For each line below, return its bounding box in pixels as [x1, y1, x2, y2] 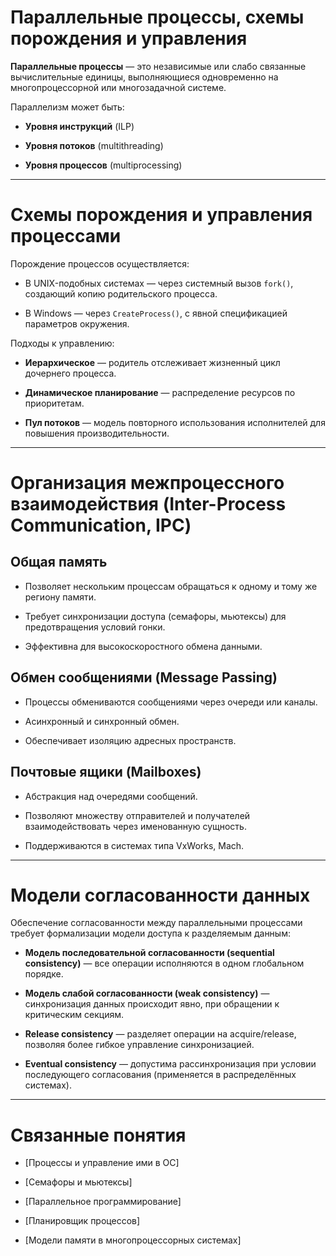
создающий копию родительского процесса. [24, 287, 218, 300]
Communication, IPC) [10, 514, 192, 537]
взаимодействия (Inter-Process [10, 493, 287, 516]
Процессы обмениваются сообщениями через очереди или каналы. [24, 696, 318, 708]
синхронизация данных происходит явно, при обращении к [24, 998, 280, 1010]
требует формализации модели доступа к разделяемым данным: [10, 927, 291, 940]
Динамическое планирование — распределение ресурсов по [24, 386, 296, 398]
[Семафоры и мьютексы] [24, 1176, 133, 1188]
